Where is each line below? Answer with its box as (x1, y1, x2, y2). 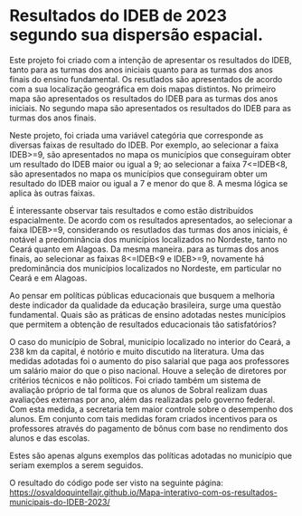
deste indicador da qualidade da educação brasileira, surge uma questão (9, 300, 282, 311)
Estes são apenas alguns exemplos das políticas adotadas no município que (9, 450, 292, 461)
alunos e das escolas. (9, 432, 90, 444)
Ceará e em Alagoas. (9, 272, 88, 283)
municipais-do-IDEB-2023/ (9, 496, 110, 507)
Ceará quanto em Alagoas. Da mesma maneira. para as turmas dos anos (9, 244, 279, 254)
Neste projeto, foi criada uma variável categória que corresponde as (9, 129, 264, 140)
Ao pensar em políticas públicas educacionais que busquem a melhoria (9, 290, 276, 301)
